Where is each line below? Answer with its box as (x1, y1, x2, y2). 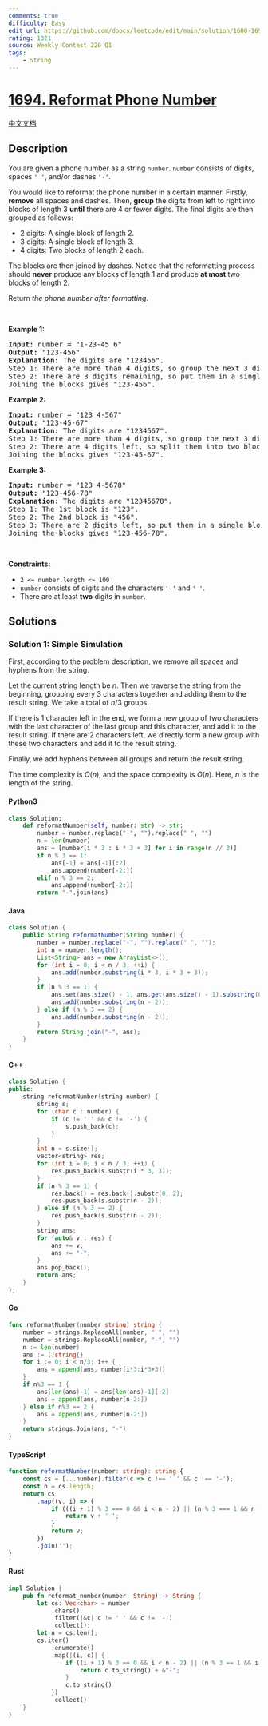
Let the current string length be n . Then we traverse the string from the (8, 681, 242, 690)
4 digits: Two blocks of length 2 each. (19, 245, 144, 254)
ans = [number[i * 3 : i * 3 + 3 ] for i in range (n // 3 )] (37, 845, 238, 853)
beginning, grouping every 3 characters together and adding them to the (8, 689, 247, 699)
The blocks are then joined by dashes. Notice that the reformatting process (8, 261, 255, 270)
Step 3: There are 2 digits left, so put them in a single (8, 521, 245, 529)
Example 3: (8, 465, 46, 474)
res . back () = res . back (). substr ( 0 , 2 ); (50, 1189, 183, 1197)
